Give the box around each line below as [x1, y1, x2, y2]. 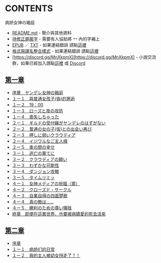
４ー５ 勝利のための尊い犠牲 [12, 205, 72, 211]
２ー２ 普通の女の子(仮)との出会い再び [12, 126, 92, 131]
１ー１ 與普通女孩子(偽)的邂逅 [12, 96, 75, 101]
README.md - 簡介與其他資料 [12, 30, 72, 35]
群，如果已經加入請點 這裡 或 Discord [12, 60, 86, 66]
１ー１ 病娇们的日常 [12, 246, 55, 252]
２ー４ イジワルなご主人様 [12, 138, 68, 144]
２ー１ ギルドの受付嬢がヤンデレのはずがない [12, 120, 106, 126]
